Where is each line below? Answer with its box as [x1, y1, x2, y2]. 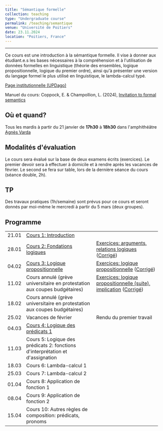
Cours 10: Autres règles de [26, 406, 88, 413]
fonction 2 [26, 398, 50, 405]
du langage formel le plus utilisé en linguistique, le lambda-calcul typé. [5, 73, 147, 78]
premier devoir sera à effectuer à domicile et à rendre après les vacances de [5, 161, 158, 167]
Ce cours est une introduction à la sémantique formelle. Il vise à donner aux [5, 52, 156, 58]
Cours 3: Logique [26, 260, 66, 267]
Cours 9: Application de [26, 392, 80, 399]
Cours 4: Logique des [26, 322, 76, 329]
